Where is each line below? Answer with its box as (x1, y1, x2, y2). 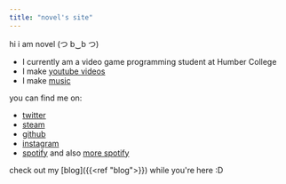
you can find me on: (9, 92, 83, 103)
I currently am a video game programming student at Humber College (21, 56, 277, 67)
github (21, 128, 46, 139)
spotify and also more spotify (21, 148, 130, 158)
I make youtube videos (21, 66, 106, 76)
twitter (21, 109, 46, 120)
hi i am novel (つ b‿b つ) (9, 38, 99, 49)
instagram (21, 138, 60, 148)
